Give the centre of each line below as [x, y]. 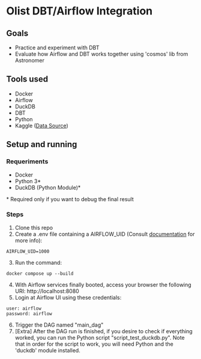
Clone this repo [34, 228]
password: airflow [29, 313]
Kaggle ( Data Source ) [42, 125]
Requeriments [27, 161]
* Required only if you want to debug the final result [70, 199]
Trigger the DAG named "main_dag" [59, 325]
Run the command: [38, 262]
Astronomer [30, 60]
